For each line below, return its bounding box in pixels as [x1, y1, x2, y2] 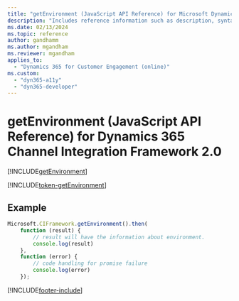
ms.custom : [7, 70, 40, 77]
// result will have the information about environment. [33, 234, 205, 241]
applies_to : [7, 57, 43, 64]
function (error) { [20, 253, 78, 261]
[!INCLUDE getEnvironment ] [7, 168, 87, 176]
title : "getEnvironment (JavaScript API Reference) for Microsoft [7, 10, 208, 18]
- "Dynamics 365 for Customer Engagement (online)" [14, 63, 171, 70]
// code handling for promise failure [33, 260, 148, 267]
